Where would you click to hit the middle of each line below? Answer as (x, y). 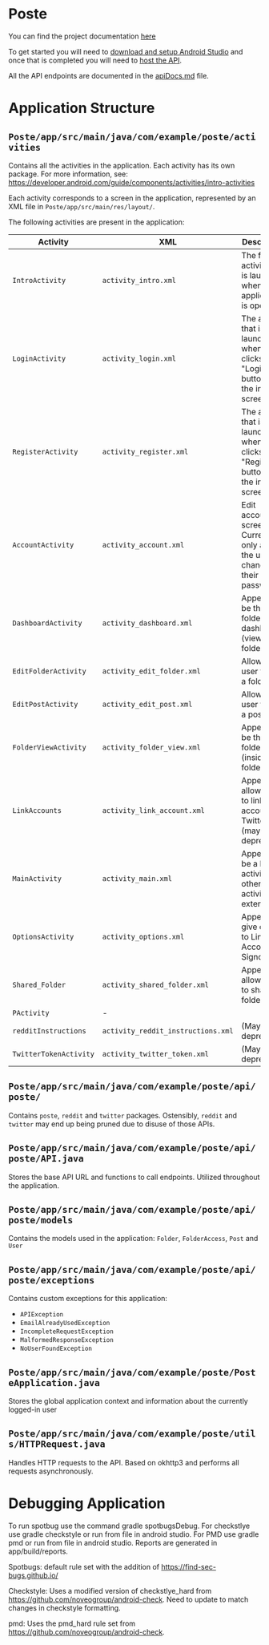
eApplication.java (54, 1382)
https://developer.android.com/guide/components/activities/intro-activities (132, 182)
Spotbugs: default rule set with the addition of (84, 1566)
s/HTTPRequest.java (57, 1444)
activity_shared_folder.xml (156, 984)
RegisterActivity (45, 451)
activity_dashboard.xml (147, 623)
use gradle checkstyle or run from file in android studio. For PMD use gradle (134, 1534)
